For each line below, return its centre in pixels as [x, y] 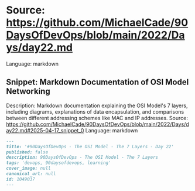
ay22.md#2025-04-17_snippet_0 [45, 130]
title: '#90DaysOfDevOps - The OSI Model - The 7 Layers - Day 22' [90, 146]
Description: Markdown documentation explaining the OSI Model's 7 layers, [97, 105]
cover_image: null [28, 168]
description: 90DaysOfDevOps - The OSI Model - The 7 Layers [82, 158]
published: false [27, 152]
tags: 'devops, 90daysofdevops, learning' [59, 163]
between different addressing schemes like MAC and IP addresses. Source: [97, 118]
